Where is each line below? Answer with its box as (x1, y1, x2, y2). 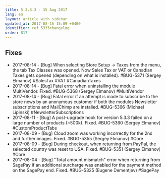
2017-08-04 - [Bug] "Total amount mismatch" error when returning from (12, 157, 160, 163)
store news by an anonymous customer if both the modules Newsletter (12, 99, 158, 105)
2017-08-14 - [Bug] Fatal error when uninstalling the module (12, 83, 135, 89)
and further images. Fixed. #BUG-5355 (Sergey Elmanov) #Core (12, 135, 144, 141)
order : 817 (5, 30, 28, 35)
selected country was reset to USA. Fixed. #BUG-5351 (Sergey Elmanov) (12, 146, 161, 152)
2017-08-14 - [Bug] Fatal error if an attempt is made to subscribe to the (12, 93, 158, 99)
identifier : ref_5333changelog (5, 26, 70, 31)
